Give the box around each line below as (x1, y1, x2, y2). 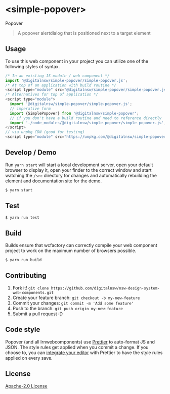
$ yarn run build (5, 258, 42, 263)
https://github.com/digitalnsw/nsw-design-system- (51, 285, 160, 291)
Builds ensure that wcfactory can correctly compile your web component (5, 242, 158, 249)
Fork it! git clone (12, 284, 49, 291)
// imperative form (10, 106, 51, 111)
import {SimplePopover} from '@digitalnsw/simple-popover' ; (10, 111, 139, 116)
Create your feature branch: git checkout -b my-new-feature (12, 294, 140, 301)
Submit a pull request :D (12, 311, 63, 317)
